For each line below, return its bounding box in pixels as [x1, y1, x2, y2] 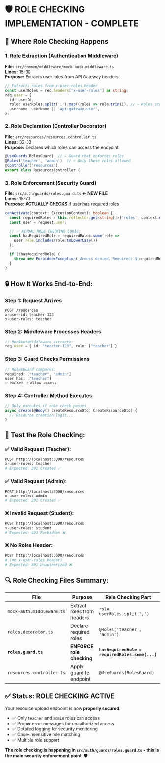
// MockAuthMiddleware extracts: [5, 339, 74, 344]
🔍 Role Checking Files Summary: [5, 576, 109, 585]
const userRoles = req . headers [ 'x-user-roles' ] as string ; [5, 88, 129, 93]
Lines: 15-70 [5, 196, 30, 202]
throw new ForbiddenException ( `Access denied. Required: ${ [14, 256, 139, 261]
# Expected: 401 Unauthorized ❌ [5, 562, 72, 568]
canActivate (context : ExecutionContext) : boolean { [5, 211, 113, 216]
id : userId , [9, 97, 34, 102]
